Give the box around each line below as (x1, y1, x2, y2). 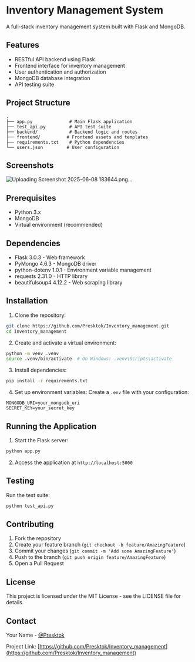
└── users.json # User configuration (6, 144, 119, 150)
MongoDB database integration (14, 74, 90, 81)
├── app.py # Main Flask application (6, 118, 133, 124)
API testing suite (14, 81, 55, 88)
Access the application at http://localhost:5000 (14, 459, 133, 466)
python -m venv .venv (6, 350, 59, 356)
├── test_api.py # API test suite (6, 124, 112, 130)
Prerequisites (6, 193, 56, 203)
